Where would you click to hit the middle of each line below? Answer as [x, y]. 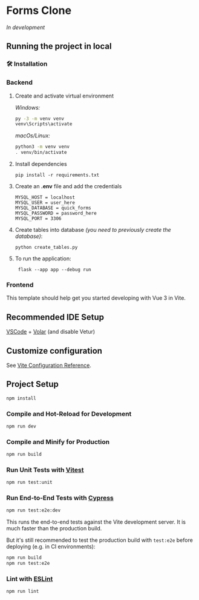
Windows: [28, 107]
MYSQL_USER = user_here [45, 203]
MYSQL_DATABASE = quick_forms [53, 208]
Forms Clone [39, 11]
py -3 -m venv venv [40, 119]
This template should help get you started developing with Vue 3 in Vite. [96, 298]
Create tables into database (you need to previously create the [93, 230]
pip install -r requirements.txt [57, 175]
